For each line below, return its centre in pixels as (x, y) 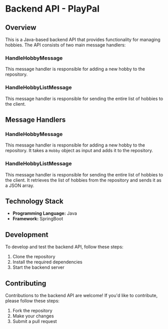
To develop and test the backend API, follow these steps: (64, 247)
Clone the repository (34, 257)
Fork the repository (33, 311)
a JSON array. (20, 185)
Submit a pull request (35, 321)
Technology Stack (34, 201)
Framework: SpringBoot (38, 219)
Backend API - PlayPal (52, 9)
